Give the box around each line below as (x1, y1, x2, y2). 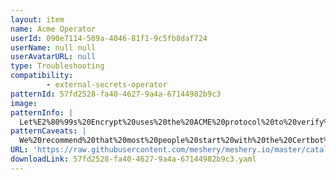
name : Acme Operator (10, 24, 97, 34)
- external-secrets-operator (46, 80, 168, 90)
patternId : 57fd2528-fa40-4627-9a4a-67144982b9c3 (10, 89, 222, 99)
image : (10, 98, 38, 108)
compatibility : (10, 71, 74, 81)
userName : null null (10, 42, 97, 53)
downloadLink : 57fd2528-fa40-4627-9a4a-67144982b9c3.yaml (10, 154, 257, 164)
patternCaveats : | (10, 126, 87, 136)
